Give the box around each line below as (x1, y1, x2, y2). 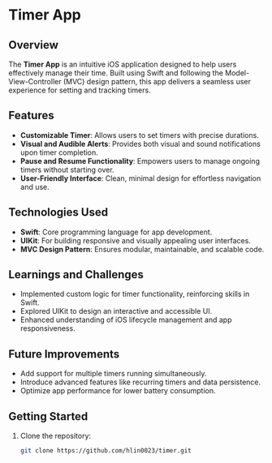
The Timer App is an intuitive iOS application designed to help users (8, 59, 237, 69)
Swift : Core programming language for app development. (19, 227, 213, 237)
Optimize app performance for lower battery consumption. (19, 386, 217, 396)
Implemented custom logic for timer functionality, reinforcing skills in (19, 289, 250, 299)
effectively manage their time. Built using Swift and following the (8, 68, 223, 78)
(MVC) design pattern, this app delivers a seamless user (63, 77, 252, 86)
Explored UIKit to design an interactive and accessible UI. (19, 307, 213, 316)
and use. (19, 182, 50, 191)
